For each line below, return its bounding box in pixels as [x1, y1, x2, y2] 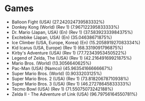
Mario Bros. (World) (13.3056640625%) [11, 60, 91, 66]
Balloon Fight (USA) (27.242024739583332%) [11, 19, 105, 25]
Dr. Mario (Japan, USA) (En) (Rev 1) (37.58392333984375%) [11, 29, 133, 35]
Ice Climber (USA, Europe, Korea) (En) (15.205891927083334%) [11, 39, 141, 45]
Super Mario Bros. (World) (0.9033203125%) [11, 70, 102, 76]
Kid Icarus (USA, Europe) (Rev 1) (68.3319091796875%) [11, 45, 124, 50]
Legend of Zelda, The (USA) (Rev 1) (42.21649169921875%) [11, 55, 132, 61]
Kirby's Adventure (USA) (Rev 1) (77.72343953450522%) [11, 50, 127, 56]
